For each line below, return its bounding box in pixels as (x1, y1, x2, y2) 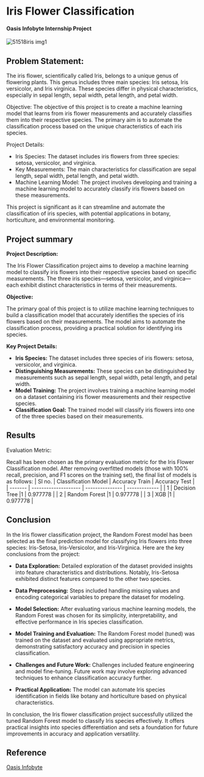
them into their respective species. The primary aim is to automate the (6, 116, 183, 124)
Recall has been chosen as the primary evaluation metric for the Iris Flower (6, 458, 194, 465)
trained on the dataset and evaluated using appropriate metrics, (15, 636, 175, 644)
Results (6, 431, 36, 441)
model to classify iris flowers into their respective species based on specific (6, 269, 197, 276)
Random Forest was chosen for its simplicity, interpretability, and (15, 611, 178, 619)
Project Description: (6, 250, 58, 258)
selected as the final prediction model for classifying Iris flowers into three (6, 537, 192, 544)
